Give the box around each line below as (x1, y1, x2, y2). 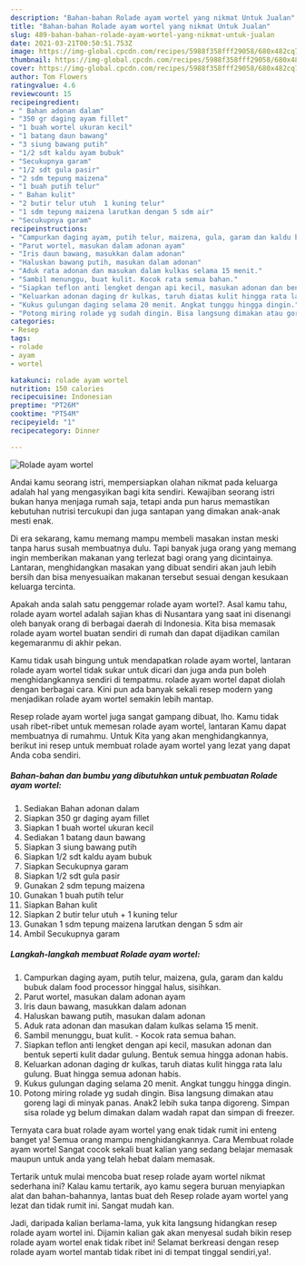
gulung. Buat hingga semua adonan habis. (23, 1068, 182, 1079)
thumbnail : (10, 55, 52, 64)
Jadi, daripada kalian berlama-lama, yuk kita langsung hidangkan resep (10, 1217, 278, 1228)
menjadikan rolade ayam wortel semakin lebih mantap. (10, 693, 214, 704)
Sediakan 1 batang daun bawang (23, 831, 146, 842)
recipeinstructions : (10, 224, 89, 233)
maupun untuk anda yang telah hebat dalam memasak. (10, 1153, 216, 1164)
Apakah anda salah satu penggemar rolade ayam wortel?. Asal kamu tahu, (10, 598, 288, 609)
